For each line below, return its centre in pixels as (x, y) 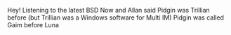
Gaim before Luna (33, 25)
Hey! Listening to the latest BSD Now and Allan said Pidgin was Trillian (109, 10)
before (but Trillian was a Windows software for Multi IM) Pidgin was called (116, 17)
